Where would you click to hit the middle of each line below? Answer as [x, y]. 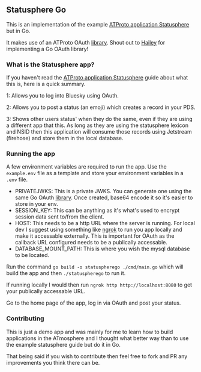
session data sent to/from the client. [59, 217]
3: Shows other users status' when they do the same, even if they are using [100, 119]
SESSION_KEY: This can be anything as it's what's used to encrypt [97, 211]
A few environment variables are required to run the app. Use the [86, 167]
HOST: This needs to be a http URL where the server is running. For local [105, 223]
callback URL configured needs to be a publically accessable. [91, 243]
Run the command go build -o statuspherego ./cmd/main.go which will [95, 267]
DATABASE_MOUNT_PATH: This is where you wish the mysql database [102, 249]
